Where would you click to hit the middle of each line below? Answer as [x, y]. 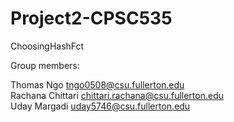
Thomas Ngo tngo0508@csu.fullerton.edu [97, 84]
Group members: [45, 65]
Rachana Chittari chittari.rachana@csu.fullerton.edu [117, 95]
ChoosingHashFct [47, 46]
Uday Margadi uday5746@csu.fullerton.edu [100, 106]
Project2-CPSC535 [91, 18]
